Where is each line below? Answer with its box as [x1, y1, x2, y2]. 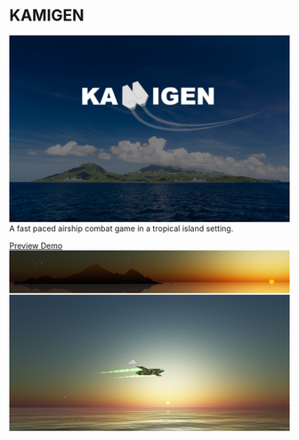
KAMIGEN [9, 5, 85, 26]
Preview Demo [9, 240, 63, 251]
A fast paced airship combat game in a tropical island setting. [9, 223, 234, 234]
